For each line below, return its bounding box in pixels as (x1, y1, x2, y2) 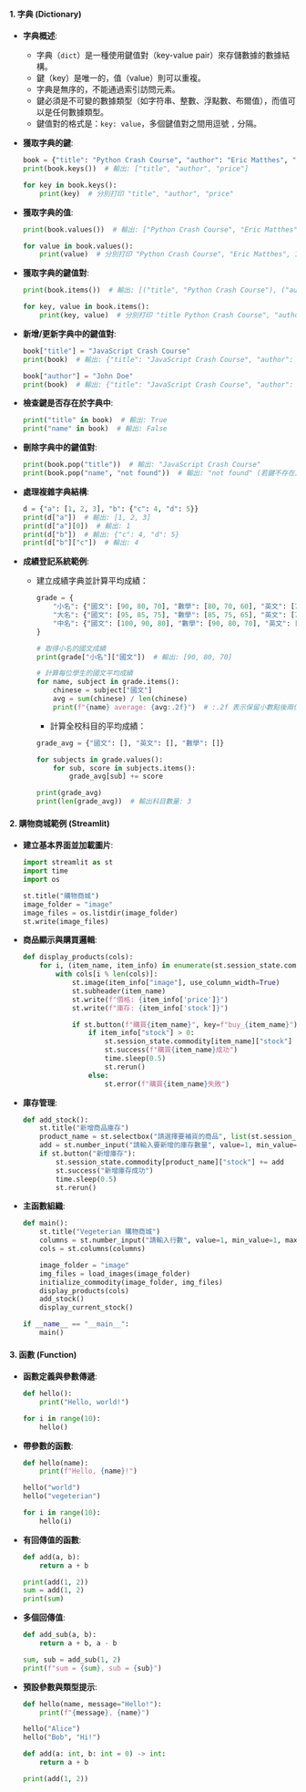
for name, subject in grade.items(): (36, 678, 180, 687)
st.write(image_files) (22, 917, 109, 926)
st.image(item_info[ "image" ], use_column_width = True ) (71, 979, 280, 988)
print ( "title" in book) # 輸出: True (22, 416, 168, 425)
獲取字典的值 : (22, 206, 74, 218)
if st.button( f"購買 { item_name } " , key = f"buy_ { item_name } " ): (71, 1020, 302, 1030)
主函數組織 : (22, 1200, 66, 1212)
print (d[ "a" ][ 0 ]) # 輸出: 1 (22, 521, 131, 531)
